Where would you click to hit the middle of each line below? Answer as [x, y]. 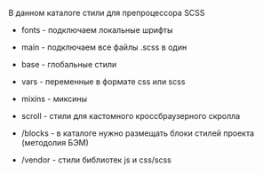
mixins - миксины [54, 99]
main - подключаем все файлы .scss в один [104, 47]
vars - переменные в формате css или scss [103, 82]
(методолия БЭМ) [55, 142]
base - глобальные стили [69, 64]
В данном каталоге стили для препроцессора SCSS [107, 13]
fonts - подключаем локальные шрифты [97, 30]
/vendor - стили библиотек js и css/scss [96, 160]
